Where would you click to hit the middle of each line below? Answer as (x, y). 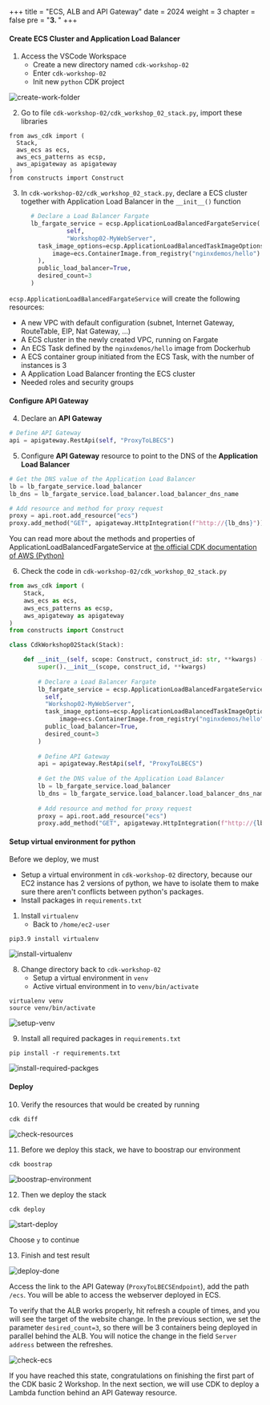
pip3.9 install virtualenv (54, 939)
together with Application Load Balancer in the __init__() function (131, 202)
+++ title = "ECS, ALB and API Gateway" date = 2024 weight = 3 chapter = (132, 12)
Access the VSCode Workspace (73, 56)
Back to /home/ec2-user (71, 924)
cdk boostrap (31, 1164)
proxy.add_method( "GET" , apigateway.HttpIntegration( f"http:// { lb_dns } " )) (137, 523)
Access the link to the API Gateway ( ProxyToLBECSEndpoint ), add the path (129, 1286)
